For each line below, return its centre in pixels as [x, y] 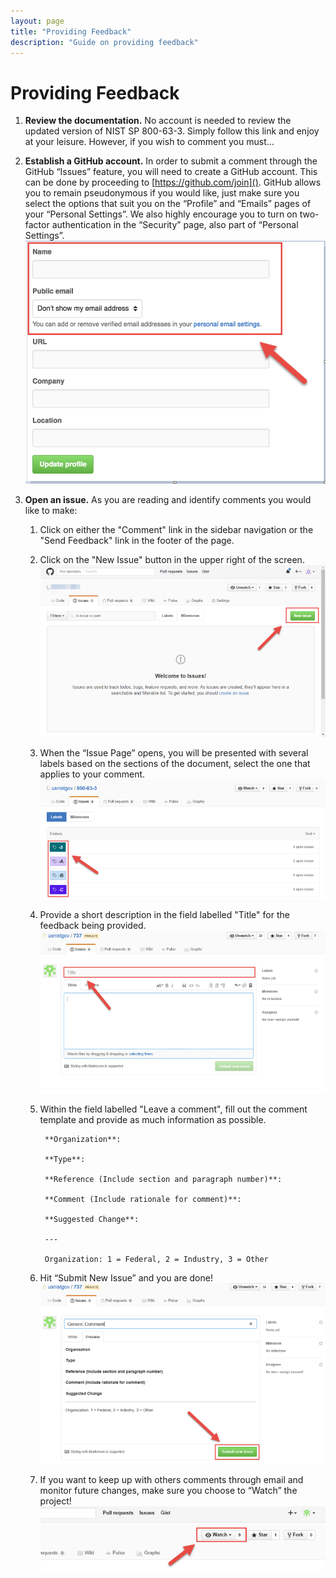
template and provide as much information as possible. [153, 1119]
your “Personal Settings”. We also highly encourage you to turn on [161, 214]
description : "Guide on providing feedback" [104, 42]
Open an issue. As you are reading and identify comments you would [168, 500]
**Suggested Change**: [92, 1219]
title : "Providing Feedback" [71, 31]
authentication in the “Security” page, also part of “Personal [175, 225]
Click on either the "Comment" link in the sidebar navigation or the [176, 530]
